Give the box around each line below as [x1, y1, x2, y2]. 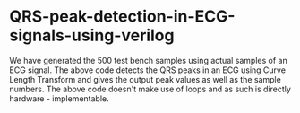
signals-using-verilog [9, 25, 175, 46]
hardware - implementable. [9, 92, 109, 104]
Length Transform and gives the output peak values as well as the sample [9, 74, 282, 84]
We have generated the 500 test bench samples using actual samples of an [9, 55, 288, 65]
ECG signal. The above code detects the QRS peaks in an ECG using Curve [9, 65, 287, 75]
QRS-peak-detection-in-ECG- [9, 6, 236, 27]
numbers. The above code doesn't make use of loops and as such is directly [9, 83, 291, 94]
